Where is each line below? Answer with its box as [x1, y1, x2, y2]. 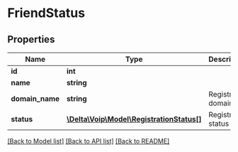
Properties [7, 33, 55, 45]
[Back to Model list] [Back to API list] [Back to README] [7, 137, 170, 145]
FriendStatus [7, 5, 86, 21]
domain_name [11, 94, 60, 104]
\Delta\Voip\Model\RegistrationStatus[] [66, 114, 202, 124]
